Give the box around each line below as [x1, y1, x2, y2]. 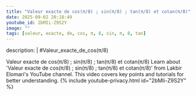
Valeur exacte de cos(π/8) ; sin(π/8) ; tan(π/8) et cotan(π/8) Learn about [6, 58, 181, 65]
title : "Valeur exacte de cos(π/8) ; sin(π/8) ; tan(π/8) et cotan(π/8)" [6, 8, 191, 15]
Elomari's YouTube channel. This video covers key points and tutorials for [6, 71, 184, 78]
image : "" [6, 25, 31, 31]
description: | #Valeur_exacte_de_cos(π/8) [6, 47, 109, 54]
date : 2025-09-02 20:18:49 [6, 14, 72, 20]
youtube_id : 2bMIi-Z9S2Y [6, 19, 67, 25]
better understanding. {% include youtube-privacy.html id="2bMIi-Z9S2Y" [6, 77, 187, 84]
